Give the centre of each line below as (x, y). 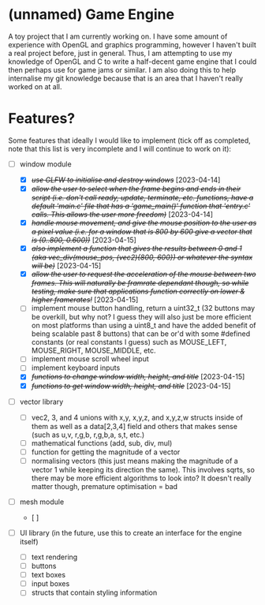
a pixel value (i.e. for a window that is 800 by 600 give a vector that (142, 232)
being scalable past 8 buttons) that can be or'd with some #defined (141, 334)
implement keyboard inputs (76, 368)
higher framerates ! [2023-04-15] (85, 300)
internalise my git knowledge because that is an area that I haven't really (125, 78)
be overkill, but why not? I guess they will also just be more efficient (141, 317)
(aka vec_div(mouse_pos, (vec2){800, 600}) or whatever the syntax (142, 257)
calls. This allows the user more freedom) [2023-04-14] (122, 215)
